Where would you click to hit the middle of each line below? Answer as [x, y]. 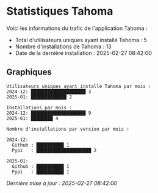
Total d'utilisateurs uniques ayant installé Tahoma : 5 [81, 40]
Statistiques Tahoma [60, 11]
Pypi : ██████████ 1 [41, 172]
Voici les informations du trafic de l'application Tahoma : [77, 28]
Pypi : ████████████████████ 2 [54, 150]
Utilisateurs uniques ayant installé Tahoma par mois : [79, 86]
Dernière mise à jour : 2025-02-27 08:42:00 [62, 183]
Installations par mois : [39, 107]
